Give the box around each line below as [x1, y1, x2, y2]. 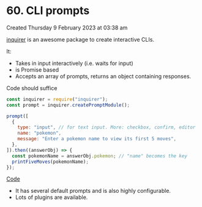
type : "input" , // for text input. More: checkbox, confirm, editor [17, 124, 196, 130]
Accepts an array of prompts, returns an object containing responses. [15, 72, 192, 80]
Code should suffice [6, 84, 58, 92]
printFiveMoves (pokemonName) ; [12, 159, 89, 165]
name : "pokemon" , [17, 130, 62, 137]
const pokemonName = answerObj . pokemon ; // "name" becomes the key [12, 152, 188, 159]
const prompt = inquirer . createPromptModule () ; [6, 102, 130, 108]
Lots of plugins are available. [15, 194, 88, 201]
